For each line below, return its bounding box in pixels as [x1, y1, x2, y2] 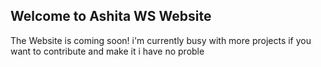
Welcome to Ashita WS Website [10, 8, 212, 25]
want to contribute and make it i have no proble [10, 45, 205, 57]
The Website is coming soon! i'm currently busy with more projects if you [10, 34, 312, 46]
